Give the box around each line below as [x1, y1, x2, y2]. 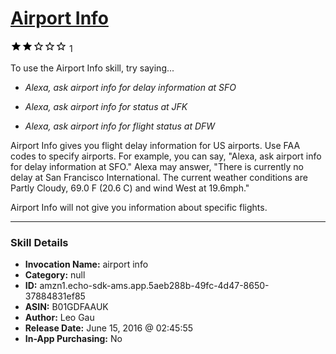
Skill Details [10, 235, 69, 249]
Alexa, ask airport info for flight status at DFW [24, 120, 216, 132]
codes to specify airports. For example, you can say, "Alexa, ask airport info [10, 150, 322, 162]
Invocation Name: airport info [24, 258, 149, 271]
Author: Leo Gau [24, 312, 95, 324]
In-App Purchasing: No [24, 333, 123, 345]
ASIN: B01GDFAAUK [24, 301, 109, 313]
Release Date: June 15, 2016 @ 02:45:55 [24, 322, 194, 334]
